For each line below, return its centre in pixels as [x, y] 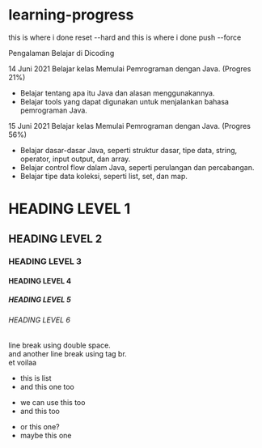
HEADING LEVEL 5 [40, 299]
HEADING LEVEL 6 [40, 320]
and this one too [47, 386]
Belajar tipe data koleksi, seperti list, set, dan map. [104, 176]
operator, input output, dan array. [75, 159]
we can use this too [53, 402]
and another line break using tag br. [68, 353]
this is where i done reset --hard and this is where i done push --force [125, 37]
